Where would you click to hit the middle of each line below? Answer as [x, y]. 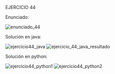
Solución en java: [24, 37]
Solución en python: [26, 56]
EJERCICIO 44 [20, 7]
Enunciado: [17, 17]
